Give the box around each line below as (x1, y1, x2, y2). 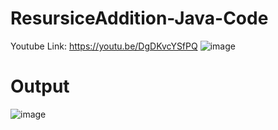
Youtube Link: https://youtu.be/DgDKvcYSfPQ (10, 40, 198, 52)
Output (10, 75, 70, 98)
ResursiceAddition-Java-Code (10, 7, 269, 30)
